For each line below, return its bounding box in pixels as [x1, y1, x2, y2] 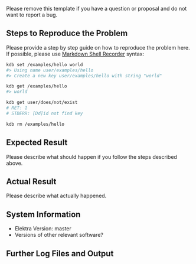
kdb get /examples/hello [6, 83, 67, 89]
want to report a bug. [6, 11, 58, 18]
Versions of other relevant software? [14, 232, 103, 239]
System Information [6, 209, 81, 219]
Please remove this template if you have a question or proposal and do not [6, 5, 187, 12]
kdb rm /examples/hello [6, 121, 65, 127]
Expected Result [6, 138, 68, 148]
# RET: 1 [6, 105, 28, 111]
